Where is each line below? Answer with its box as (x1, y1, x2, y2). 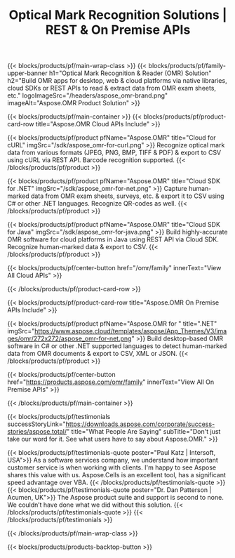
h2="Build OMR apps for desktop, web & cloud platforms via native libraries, (7, 77, 227, 85)
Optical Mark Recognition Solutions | (8, 7, 227, 23)
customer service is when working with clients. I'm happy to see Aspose (7, 463, 216, 472)
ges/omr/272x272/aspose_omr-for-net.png (7, 334, 132, 343)
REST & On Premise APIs (45, 22, 191, 38)
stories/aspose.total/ (7, 427, 67, 436)
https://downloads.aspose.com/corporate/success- (65, 420, 215, 428)
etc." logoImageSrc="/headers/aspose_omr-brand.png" (7, 91, 168, 100)
